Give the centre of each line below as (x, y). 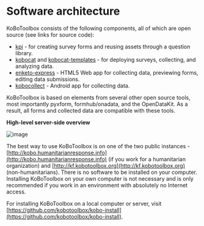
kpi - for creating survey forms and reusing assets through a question (103, 47)
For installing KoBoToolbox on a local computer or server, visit (84, 203)
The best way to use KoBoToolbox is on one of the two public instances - (98, 146)
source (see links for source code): (50, 34)
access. (16, 192)
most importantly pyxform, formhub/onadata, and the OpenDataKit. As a (97, 104)
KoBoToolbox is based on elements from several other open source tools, (98, 97)
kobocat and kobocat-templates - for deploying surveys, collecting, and (106, 59)
